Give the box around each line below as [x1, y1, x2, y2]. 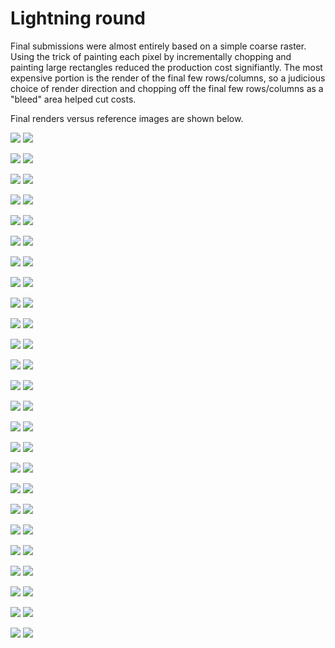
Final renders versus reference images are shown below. [10, 112, 244, 124]
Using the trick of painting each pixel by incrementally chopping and [10, 50, 292, 62]
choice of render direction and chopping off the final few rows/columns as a [10, 82, 324, 94]
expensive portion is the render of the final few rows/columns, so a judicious [10, 72, 326, 84]
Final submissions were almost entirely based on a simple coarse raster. [10, 40, 307, 52]
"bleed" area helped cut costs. [10, 93, 137, 105]
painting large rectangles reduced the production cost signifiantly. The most [10, 61, 323, 73]
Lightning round [10, 7, 146, 30]
